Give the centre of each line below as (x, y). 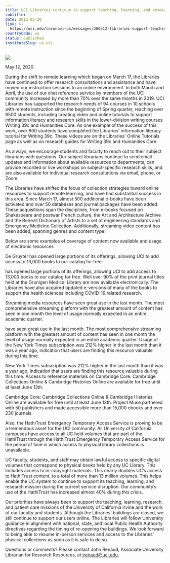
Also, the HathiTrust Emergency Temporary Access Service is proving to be (84, 423)
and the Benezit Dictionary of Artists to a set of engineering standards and (83, 220)
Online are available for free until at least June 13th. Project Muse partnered (84, 402)
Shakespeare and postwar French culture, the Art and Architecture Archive (83, 215)
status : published (25, 39)
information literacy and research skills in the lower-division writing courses (84, 120)
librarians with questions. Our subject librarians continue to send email (79, 156)
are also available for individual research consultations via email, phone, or (83, 172)
